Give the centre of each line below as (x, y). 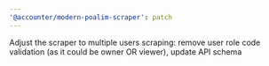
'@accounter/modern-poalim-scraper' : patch (91, 17)
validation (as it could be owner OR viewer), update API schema (126, 51)
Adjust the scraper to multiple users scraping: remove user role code (135, 42)
